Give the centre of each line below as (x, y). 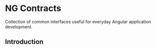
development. (19, 26)
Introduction (24, 42)
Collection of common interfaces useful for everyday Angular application (78, 22)
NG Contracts (33, 8)
